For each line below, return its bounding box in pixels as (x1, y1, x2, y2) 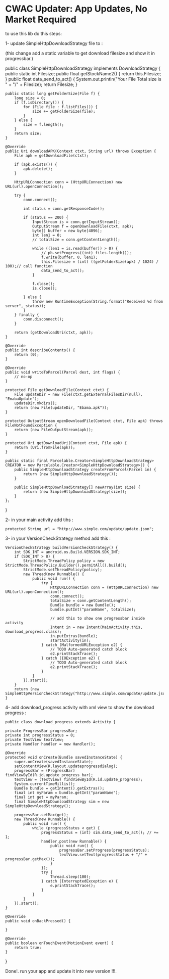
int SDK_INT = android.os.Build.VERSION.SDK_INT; (14, 549, 121, 554)
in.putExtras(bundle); (50, 633, 98, 638)
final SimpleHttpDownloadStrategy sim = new (14, 799, 109, 804)
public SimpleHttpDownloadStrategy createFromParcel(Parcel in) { (14, 467, 156, 472)
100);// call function (5, 263, 53, 268)
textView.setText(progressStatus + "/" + (59, 852, 147, 857)
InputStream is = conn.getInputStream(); (32, 219, 121, 224)
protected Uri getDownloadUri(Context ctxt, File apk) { (5, 440, 127, 445)
